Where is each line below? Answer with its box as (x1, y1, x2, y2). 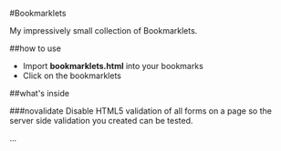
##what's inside (9, 88, 70, 98)
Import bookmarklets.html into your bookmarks (22, 61, 203, 71)
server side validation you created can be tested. (9, 116, 193, 126)
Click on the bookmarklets (22, 70, 121, 81)
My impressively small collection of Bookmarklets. (9, 25, 198, 35)
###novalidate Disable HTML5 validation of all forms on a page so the (9, 106, 272, 116)
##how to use (9, 43, 62, 54)
